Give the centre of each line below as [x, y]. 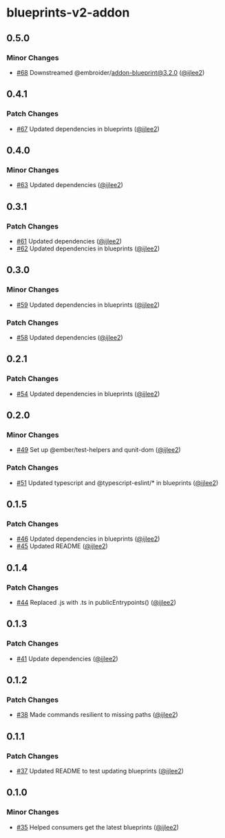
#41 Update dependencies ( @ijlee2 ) [67, 658]
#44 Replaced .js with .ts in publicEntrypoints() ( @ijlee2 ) [96, 602]
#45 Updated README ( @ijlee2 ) [62, 546]
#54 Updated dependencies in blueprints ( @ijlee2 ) [88, 394]
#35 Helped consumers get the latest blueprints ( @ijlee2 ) [98, 827]
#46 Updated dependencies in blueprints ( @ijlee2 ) [88, 539]
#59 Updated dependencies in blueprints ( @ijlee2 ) [88, 305]
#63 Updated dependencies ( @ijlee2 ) [69, 185]
